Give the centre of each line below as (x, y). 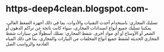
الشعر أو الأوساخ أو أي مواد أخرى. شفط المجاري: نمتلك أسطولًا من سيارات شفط (80, 33)
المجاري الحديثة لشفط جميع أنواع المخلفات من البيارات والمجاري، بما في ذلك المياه (82, 38)
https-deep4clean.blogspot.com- (77, 9)
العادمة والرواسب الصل (27, 43)
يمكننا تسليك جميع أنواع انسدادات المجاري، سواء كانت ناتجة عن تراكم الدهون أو (79, 27)
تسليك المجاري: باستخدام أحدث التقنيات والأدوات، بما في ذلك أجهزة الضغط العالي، (82, 22)
